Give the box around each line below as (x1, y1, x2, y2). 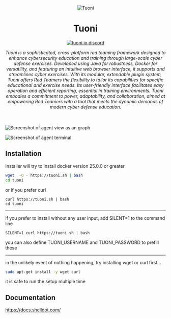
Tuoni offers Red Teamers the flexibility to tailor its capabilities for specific (7, 77, 164, 83)
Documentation (5, 293, 56, 302)
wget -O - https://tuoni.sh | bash (5, 173, 83, 178)
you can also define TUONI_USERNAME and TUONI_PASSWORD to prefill (5, 239, 159, 245)
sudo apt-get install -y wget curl (5, 269, 81, 275)
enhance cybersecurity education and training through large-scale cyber (8, 55, 163, 61)
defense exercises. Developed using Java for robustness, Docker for (13, 60, 158, 66)
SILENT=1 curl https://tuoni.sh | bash (5, 230, 90, 235)
